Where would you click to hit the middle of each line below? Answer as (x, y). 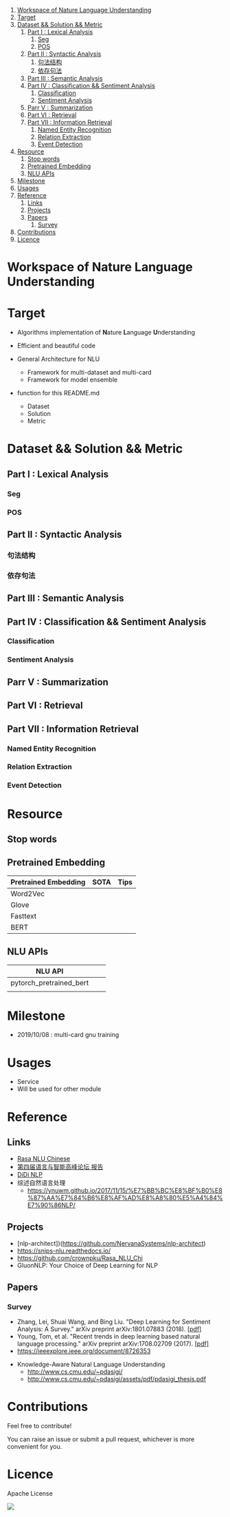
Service (28, 1082)
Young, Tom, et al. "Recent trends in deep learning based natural (108, 1336)
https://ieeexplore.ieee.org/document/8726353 (84, 1351)
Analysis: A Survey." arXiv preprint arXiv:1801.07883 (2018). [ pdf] (109, 1329)
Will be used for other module (59, 1089)
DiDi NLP (30, 1175)
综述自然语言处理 (41, 1183)
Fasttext (24, 916)
